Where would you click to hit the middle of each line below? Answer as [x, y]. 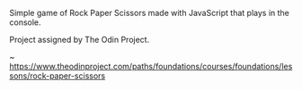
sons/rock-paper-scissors [58, 76]
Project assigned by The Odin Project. [80, 40]
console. [26, 22]
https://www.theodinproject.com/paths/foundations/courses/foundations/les [151, 66]
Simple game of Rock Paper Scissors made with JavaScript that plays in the [150, 13]
